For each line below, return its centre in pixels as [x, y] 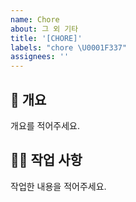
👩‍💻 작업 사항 [46, 160]
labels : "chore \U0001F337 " [69, 47]
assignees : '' [40, 57]
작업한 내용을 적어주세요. [58, 186]
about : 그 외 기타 [44, 29]
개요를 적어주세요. [45, 125]
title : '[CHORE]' [46, 38]
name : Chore [35, 19]
